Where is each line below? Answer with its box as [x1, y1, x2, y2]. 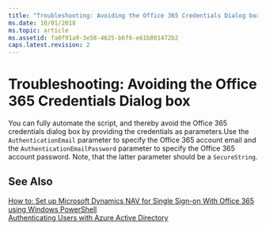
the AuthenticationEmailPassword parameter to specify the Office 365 [8, 144, 236, 153]
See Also [8, 175, 53, 189]
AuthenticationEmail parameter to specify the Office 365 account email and [8, 136, 256, 145]
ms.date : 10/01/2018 [8, 19, 77, 27]
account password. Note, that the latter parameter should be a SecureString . [8, 152, 258, 162]
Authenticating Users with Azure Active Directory [8, 213, 169, 222]
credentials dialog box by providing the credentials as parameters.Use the [8, 127, 249, 136]
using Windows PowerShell [8, 204, 97, 214]
